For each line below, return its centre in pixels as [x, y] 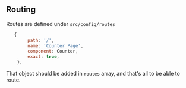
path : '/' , [41, 40]
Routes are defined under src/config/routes [61, 24]
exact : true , [44, 57]
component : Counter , [53, 51]
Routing [21, 10]
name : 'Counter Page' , [56, 46]
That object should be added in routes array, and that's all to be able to [93, 74]
